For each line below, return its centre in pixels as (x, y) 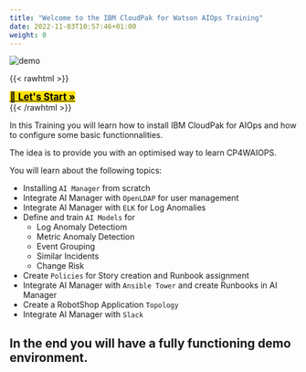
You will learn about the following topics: (86, 171)
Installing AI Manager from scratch (86, 188)
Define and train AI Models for (79, 218)
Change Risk (60, 266)
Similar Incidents (68, 256)
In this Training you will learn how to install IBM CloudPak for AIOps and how (153, 125)
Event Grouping (66, 247)
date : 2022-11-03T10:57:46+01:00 (73, 27)
